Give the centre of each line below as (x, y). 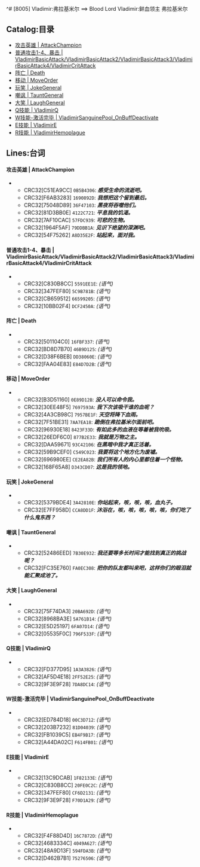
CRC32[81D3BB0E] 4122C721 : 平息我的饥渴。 (79, 213)
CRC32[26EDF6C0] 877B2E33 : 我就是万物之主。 (82, 437)
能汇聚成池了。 (42, 576)
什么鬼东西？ (39, 518)
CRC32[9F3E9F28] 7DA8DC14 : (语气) (67, 684)
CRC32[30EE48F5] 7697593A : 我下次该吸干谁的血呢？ (89, 407)
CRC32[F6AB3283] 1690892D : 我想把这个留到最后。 (87, 198)
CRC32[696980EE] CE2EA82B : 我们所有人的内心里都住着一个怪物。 (105, 460)
